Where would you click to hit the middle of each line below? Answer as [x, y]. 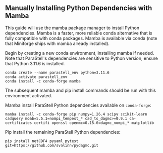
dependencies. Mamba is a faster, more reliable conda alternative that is [79, 33]
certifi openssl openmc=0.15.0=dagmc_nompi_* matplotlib [94, 123]
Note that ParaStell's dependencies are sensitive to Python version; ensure [81, 58]
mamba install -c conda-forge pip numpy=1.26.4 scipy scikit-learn [76, 114]
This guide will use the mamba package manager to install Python [72, 28]
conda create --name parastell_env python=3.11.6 [57, 73]
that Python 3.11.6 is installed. [35, 63]
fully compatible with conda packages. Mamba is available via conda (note [81, 38]
